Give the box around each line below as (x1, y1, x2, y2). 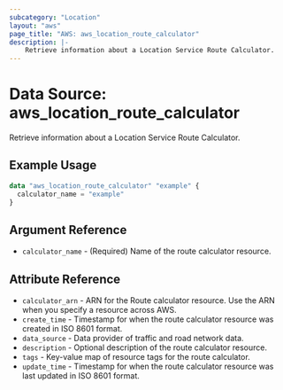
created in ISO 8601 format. (21, 324, 123, 334)
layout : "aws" (9, 21, 62, 30)
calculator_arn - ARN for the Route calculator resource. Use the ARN (21, 295, 276, 306)
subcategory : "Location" (9, 12, 101, 22)
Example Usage (9, 158, 97, 173)
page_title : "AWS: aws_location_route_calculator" (9, 29, 200, 38)
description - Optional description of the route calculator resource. (21, 342, 268, 353)
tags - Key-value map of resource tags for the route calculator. (21, 352, 250, 363)
